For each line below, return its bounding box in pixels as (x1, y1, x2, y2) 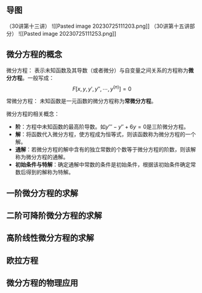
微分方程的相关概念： (6, 110, 59, 117)
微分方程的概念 (6, 50, 62, 60)
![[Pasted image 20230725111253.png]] (18, 30, 116, 37)
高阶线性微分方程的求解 (6, 233, 94, 243)
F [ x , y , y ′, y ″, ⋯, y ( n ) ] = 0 (72, 84, 132, 92)
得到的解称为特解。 (25, 168, 74, 176)
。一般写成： (22, 74, 55, 81)
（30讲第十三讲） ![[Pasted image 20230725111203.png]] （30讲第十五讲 (6, 22, 190, 30)
